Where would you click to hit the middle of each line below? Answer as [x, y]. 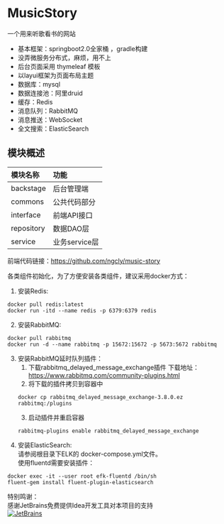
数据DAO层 [71, 229]
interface [26, 214]
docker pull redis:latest [45, 304]
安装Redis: [33, 291]
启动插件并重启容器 [56, 417]
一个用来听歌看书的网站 [41, 33]
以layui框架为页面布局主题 [56, 75]
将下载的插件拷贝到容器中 [66, 383]
